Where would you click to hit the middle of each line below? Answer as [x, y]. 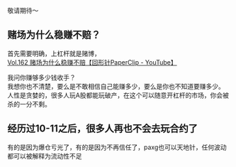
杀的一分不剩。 [29, 104]
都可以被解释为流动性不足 [45, 156]
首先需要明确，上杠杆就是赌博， [54, 53]
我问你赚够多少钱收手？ [41, 77]
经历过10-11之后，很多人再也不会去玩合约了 [103, 129]
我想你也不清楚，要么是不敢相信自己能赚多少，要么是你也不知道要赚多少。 [116, 86]
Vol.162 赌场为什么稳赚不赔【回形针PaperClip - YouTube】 [92, 62]
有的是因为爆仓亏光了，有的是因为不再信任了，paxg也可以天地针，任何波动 [117, 147]
